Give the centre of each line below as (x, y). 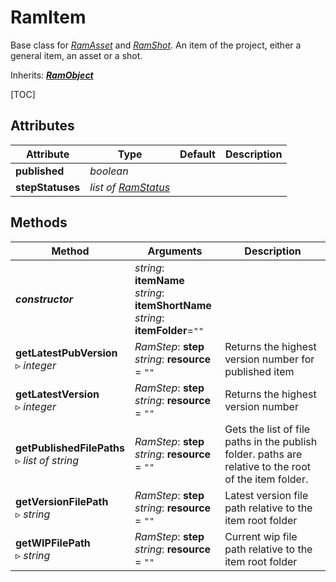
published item (259, 371)
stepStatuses (48, 187)
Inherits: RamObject (52, 75)
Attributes (42, 126)
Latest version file (266, 495)
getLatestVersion (57, 394)
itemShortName (173, 305)
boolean (109, 171)
